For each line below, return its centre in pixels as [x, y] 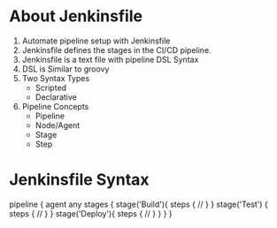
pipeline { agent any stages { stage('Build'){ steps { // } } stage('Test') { [138, 204]
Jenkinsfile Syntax [79, 180]
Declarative [56, 97]
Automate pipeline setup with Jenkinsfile [96, 41]
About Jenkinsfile [76, 16]
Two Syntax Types [56, 78]
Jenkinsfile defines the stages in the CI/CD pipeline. [116, 49]
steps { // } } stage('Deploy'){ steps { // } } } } [91, 213]
